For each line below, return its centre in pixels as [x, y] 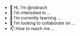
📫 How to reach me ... [32, 28]
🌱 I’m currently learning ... [35, 18]
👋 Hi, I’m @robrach [28, 8]
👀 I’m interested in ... [30, 13]
